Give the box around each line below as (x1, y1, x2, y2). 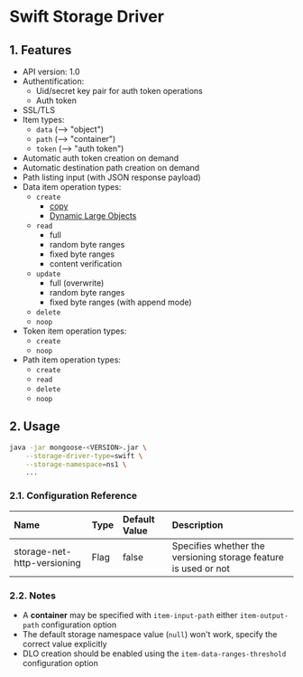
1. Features (9, 42, 72, 58)
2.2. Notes (9, 589, 57, 602)
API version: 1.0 (22, 66, 80, 77)
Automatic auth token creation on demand (22, 153, 179, 164)
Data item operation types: (22, 182, 122, 192)
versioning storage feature (171, 550, 284, 563)
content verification (49, 259, 123, 268)
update (35, 269, 61, 278)
